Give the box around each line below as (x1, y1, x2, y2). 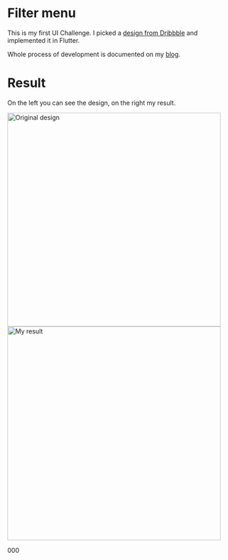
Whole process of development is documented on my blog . (7, 50, 181, 58)
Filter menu (7, 5, 76, 21)
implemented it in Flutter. (7, 36, 80, 44)
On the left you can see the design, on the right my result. (7, 98, 176, 107)
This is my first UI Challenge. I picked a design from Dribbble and (7, 28, 198, 37)
